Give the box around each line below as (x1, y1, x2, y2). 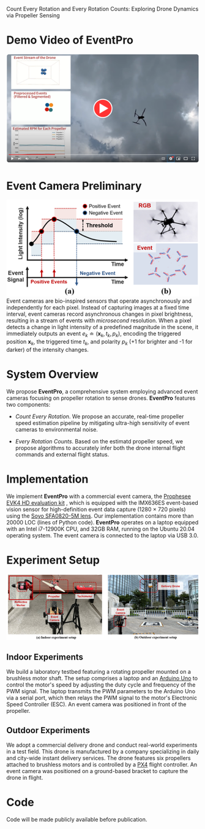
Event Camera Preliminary (6, 179, 142, 193)
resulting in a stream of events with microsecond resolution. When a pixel (6, 317, 192, 324)
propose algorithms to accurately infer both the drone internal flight (15, 444, 185, 451)
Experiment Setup (6, 553, 100, 567)
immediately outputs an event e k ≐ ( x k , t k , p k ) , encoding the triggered (6, 330, 182, 339)
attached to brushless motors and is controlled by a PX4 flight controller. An (6, 761, 198, 768)
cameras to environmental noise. (15, 426, 98, 433)
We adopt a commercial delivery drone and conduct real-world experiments (6, 741, 198, 749)
